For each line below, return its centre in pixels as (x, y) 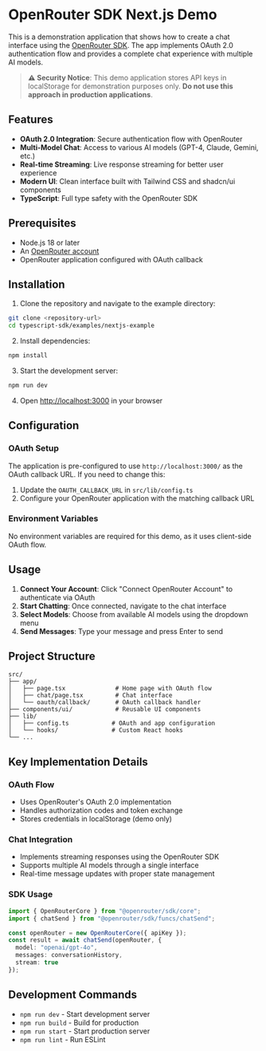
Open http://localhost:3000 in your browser (91, 400)
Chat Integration (41, 840)
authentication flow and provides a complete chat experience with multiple (131, 53)
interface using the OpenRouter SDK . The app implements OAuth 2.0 (121, 45)
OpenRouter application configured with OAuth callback (111, 259)
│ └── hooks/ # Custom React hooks (96, 730)
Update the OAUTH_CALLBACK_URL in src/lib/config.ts (106, 490)
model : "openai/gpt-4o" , (57, 948)
